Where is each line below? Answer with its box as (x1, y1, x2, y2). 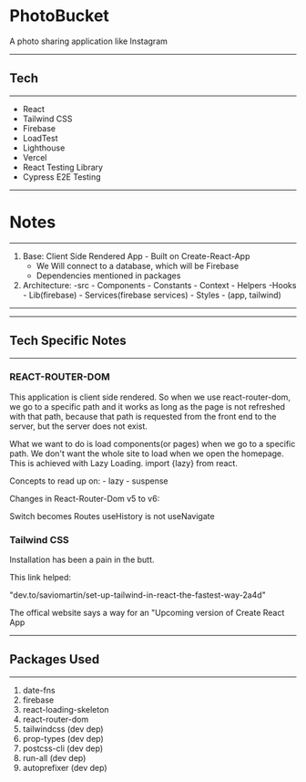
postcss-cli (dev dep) (22, 743, 104, 754)
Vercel (22, 151, 47, 162)
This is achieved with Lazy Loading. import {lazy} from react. (9, 457, 239, 468)
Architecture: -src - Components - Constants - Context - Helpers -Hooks (22, 279, 297, 290)
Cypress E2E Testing (22, 171, 102, 182)
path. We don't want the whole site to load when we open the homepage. (9, 448, 284, 459)
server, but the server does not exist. (9, 421, 148, 432)
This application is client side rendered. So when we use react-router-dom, (9, 391, 291, 402)
